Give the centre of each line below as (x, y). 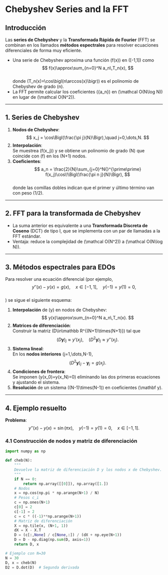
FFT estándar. (27, 236)
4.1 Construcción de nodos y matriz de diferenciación (71, 441)
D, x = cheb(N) (21, 562)
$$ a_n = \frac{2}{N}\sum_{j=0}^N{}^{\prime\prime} (88, 169)
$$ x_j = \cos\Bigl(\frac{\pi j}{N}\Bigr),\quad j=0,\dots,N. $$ (88, 137)
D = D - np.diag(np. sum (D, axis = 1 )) (52, 540)
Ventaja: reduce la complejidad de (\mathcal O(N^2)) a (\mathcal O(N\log (87, 241)
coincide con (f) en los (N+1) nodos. (49, 156)
